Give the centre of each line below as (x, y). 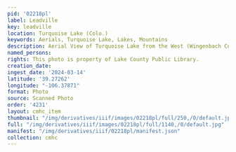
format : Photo (28, 92)
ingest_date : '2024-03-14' (47, 72)
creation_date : (29, 66)
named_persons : (29, 53)
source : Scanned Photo (40, 99)
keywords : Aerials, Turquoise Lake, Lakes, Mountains (88, 40)
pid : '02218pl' (29, 14)
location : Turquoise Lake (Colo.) (58, 33)
